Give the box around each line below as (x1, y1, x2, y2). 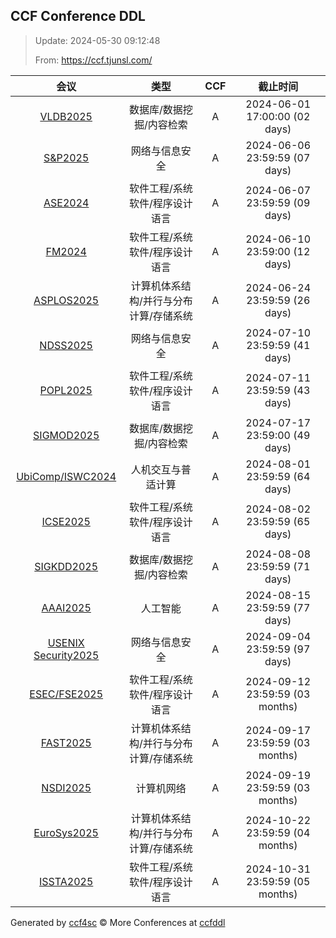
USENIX (47, 635, 85, 649)
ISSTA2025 (39, 874, 94, 888)
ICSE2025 (41, 514, 91, 528)
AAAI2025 (41, 600, 92, 614)
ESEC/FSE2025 (29, 687, 104, 701)
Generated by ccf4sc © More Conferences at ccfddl (10, 916, 226, 928)
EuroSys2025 (33, 825, 99, 839)
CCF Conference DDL (10, 8, 146, 25)
